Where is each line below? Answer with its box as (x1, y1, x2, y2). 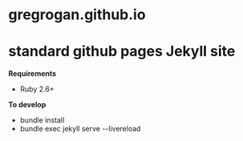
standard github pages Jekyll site (8, 42, 236, 61)
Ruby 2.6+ (19, 84, 55, 94)
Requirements (8, 69, 57, 79)
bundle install (19, 115, 65, 125)
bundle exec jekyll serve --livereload (19, 124, 141, 134)
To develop (8, 100, 47, 110)
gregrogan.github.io (8, 6, 146, 24)
